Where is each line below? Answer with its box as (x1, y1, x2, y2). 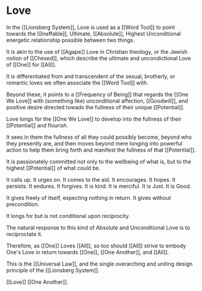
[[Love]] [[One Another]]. (6, 278, 69, 286)
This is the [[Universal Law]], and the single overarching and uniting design (6, 260, 193, 267)
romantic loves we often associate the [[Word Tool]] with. (6, 79, 149, 86)
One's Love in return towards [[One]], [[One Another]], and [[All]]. (6, 248, 169, 255)
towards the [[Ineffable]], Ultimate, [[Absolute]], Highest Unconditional (6, 30, 181, 37)
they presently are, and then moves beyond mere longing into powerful (6, 139, 183, 147)
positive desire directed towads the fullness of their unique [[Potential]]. (6, 103, 185, 110)
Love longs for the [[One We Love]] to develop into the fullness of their (6, 115, 182, 123)
